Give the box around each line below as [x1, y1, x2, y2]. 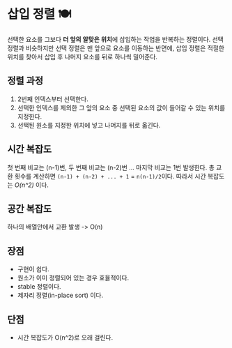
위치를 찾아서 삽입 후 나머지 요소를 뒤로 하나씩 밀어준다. [7, 52, 158, 61]
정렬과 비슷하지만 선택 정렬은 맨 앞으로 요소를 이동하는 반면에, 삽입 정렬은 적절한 [7, 43, 225, 52]
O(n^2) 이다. [14, 181, 49, 189]
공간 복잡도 [7, 203, 52, 215]
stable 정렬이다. [17, 282, 61, 291]
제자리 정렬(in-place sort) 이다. [17, 291, 103, 300]
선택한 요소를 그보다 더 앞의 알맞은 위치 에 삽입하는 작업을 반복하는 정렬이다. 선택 [7, 35, 224, 43]
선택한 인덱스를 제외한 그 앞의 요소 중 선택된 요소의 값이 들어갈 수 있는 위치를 [17, 103, 226, 112]
